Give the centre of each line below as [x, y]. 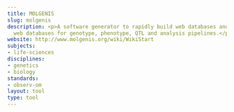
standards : [23, 78]
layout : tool [26, 91]
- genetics [23, 65]
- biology [22, 72]
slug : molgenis [29, 20]
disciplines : [26, 59]
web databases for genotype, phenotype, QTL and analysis [100, 33]
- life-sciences [31, 53]
